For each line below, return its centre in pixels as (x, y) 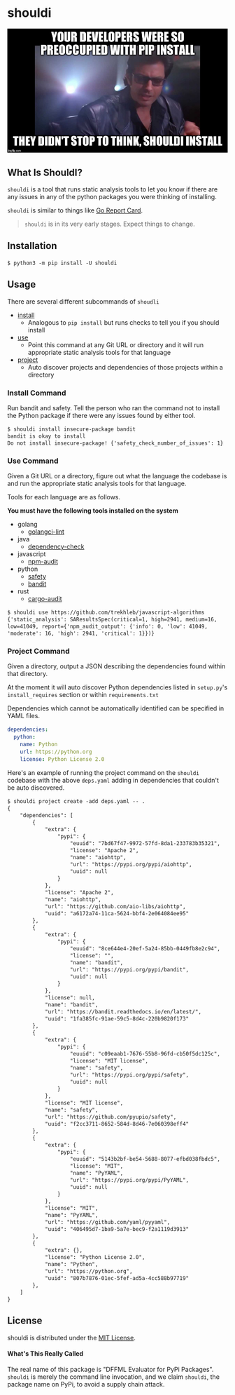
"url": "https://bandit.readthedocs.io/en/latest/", (123, 1011)
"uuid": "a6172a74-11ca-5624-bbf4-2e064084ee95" (117, 913)
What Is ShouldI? (45, 172)
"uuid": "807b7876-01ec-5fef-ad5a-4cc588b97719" (117, 1278)
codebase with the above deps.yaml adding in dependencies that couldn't (113, 780)
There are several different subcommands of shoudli (83, 301)
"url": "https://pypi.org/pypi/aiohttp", (131, 864)
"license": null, (70, 997)
